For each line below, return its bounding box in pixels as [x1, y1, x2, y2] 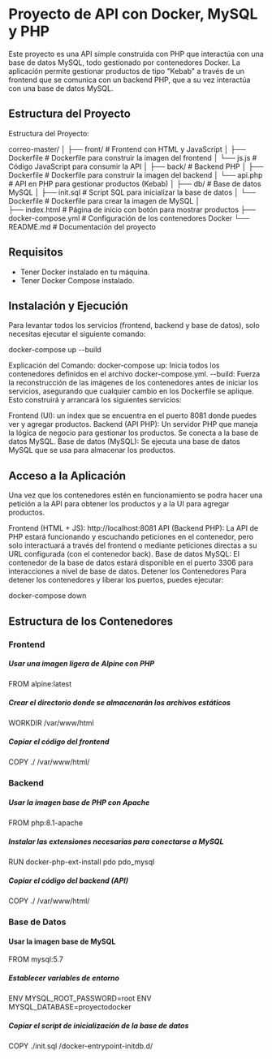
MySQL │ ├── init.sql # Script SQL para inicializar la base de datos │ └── [8, 187, 257, 197]
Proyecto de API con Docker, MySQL [8, 5, 258, 24]
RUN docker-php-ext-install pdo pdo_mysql [8, 857, 155, 867]
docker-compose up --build [8, 345, 101, 355]
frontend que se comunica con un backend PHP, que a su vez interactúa [8, 75, 251, 84]
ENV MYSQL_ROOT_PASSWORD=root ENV [8, 993, 152, 1003]
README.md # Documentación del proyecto [8, 222, 157, 231]
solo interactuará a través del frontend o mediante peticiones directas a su [8, 540, 257, 550]
